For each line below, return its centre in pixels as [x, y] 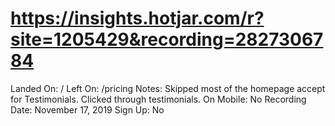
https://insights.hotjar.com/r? [137, 18]
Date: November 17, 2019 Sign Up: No [87, 109]
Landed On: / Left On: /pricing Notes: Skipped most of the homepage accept [168, 88]
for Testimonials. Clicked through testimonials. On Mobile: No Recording [158, 99]
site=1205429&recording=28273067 [167, 39]
